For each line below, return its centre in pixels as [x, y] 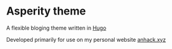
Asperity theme [46, 11]
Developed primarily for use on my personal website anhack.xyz [86, 39]
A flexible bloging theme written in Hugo [56, 28]
